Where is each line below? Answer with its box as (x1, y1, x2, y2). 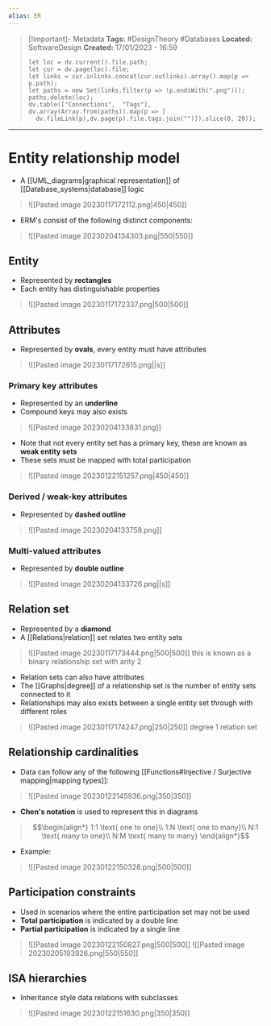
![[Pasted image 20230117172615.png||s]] (27, 360, 166, 370)
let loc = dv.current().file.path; (27, 58, 148, 66)
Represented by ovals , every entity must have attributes (19, 344, 207, 355)
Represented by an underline (19, 398, 119, 408)
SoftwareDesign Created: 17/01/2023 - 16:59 (27, 42, 177, 52)
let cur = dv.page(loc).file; (27, 65, 131, 73)
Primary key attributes (8, 380, 98, 392)
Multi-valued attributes (8, 545, 102, 556)
